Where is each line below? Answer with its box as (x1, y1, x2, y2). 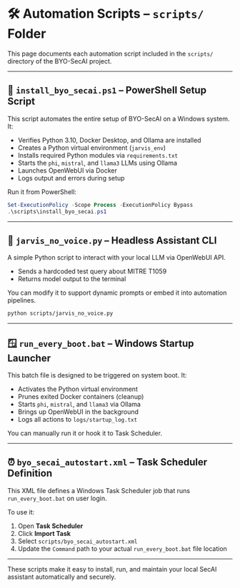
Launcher (7, 352, 51, 364)
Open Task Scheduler (17, 522, 84, 530)
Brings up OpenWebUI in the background (17, 407, 139, 416)
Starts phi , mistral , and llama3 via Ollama (17, 400, 141, 408)
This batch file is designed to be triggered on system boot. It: (7, 371, 187, 379)
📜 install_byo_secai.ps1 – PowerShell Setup (7, 84, 207, 96)
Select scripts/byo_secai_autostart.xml (17, 537, 138, 545)
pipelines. (7, 296, 36, 305)
